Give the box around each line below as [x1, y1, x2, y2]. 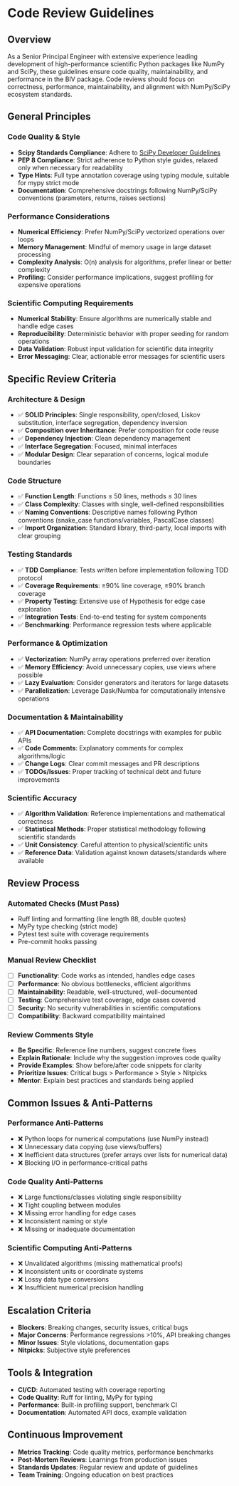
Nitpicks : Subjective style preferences [17, 1346, 131, 1354]
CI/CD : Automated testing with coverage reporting [17, 1386, 166, 1394]
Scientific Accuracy [7, 793, 78, 803]
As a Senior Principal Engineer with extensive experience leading [7, 52, 198, 61]
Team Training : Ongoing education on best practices [17, 1470, 174, 1479]
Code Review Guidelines [7, 5, 154, 21]
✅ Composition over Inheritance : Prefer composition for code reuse [17, 426, 219, 434]
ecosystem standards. [7, 90, 73, 98]
